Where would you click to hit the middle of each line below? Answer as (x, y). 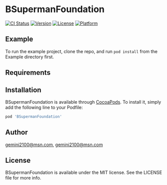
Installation (23, 90)
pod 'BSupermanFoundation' (34, 117)
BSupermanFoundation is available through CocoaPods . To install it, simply (83, 102)
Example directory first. (30, 57)
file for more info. (23, 178)
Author (16, 132)
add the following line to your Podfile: (44, 107)
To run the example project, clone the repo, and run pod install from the (81, 51)
